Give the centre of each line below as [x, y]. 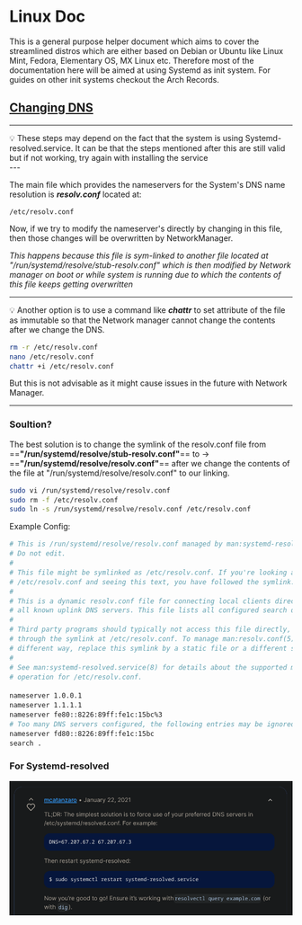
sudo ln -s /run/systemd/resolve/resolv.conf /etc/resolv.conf [130, 510]
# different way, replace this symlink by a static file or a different [148, 648]
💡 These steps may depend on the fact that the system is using [126, 138]
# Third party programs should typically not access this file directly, [151, 630]
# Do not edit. [38, 554]
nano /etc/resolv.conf [52, 357]
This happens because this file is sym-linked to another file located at [139, 255]
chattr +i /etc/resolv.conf [62, 366]
